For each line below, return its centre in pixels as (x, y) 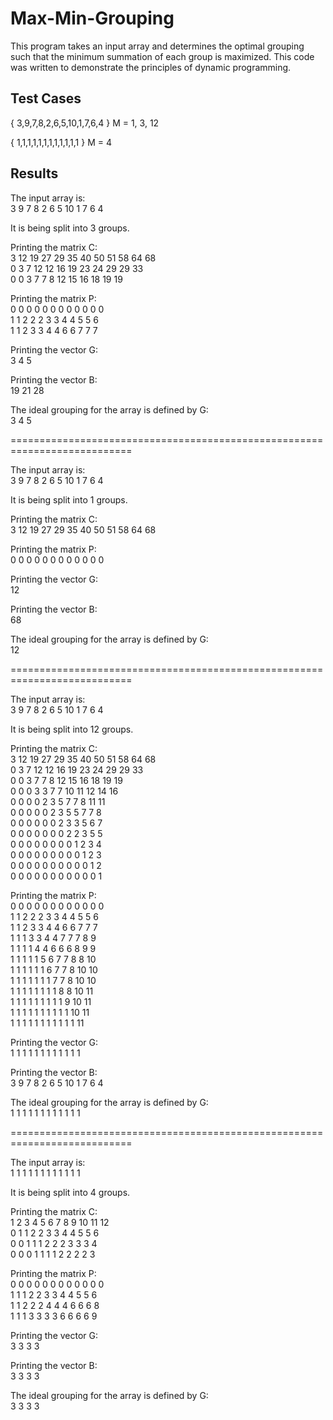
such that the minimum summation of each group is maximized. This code (162, 56)
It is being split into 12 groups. (72, 729)
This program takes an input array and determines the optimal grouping (157, 46)
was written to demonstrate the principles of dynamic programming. (151, 67)
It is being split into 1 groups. (69, 499)
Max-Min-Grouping (92, 18)
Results (34, 173)
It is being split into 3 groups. (70, 228)
